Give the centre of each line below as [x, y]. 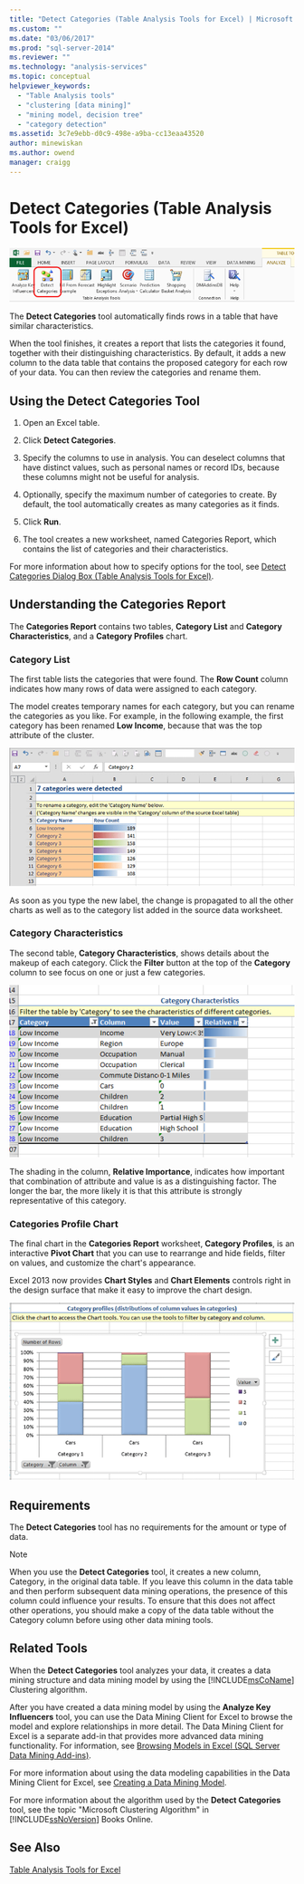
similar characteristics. [52, 326]
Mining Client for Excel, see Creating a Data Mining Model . [118, 1782]
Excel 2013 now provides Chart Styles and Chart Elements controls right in [150, 1280]
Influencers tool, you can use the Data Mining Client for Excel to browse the [151, 1716]
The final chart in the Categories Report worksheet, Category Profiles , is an [152, 1244]
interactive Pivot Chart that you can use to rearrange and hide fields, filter [147, 1253]
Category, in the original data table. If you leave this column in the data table [152, 1581]
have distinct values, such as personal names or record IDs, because [151, 467]
